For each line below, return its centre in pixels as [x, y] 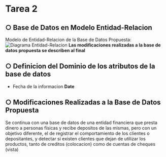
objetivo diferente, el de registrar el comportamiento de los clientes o [77, 133]
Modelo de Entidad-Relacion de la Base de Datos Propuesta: [68, 40]
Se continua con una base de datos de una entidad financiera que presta [81, 123]
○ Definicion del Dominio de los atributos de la [80, 66]
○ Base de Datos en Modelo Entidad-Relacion [79, 28]
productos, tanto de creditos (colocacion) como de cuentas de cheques [80, 144]
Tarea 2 [22, 9]
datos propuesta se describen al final [45, 50]
